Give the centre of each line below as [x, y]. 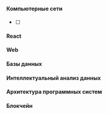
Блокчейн [20, 105]
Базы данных [24, 63]
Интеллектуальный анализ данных [54, 78]
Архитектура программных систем [54, 92]
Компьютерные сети [34, 9]
